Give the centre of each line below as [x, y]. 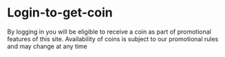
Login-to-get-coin [60, 13]
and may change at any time [47, 46]
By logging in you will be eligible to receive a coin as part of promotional [109, 32]
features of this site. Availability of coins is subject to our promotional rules [113, 38]
